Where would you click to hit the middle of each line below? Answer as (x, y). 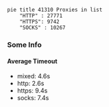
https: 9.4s (32, 91)
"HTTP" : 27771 (41, 16)
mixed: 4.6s (33, 76)
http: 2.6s (31, 83)
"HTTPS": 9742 (39, 22)
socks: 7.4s (33, 98)
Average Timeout (32, 61)
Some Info (25, 44)
